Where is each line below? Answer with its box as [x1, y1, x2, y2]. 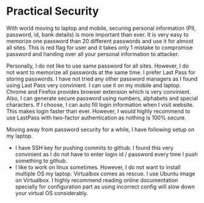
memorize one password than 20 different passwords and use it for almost [6, 37, 194, 45]
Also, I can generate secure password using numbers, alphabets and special [6, 94, 198, 102]
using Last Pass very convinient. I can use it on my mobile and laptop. [6, 81, 181, 89]
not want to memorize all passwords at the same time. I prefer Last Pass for [6, 68, 196, 76]
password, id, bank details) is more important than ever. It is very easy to [6, 30, 189, 38]
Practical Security [6, 4, 99, 18]
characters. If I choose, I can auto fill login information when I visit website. [6, 101, 194, 108]
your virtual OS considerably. [15, 189, 88, 196]
